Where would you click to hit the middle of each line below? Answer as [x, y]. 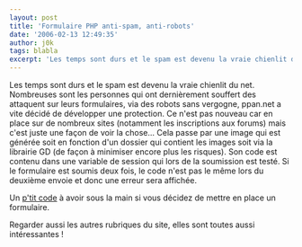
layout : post [34, 18]
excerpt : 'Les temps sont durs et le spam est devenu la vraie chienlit [148, 59]
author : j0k [31, 43]
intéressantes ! [37, 234]
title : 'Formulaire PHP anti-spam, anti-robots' [102, 26]
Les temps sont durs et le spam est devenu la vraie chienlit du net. [132, 85]
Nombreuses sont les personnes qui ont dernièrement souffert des [133, 94]
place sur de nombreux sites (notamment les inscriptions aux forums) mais [147, 123]
